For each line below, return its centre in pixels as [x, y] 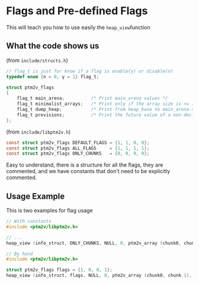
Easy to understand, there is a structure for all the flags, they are [85, 165]
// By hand [20, 254]
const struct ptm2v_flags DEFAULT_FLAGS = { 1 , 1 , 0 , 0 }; [78, 143]
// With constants [29, 221]
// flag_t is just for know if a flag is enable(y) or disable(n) [90, 71]
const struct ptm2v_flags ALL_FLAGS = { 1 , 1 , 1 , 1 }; [78, 148]
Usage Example [36, 196]
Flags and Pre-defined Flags [77, 11]
